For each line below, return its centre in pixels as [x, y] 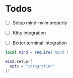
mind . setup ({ [19, 61]
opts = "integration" [32, 66]
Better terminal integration [40, 43]
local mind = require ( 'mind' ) [37, 53]
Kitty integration [29, 33]
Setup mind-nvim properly [40, 23]
